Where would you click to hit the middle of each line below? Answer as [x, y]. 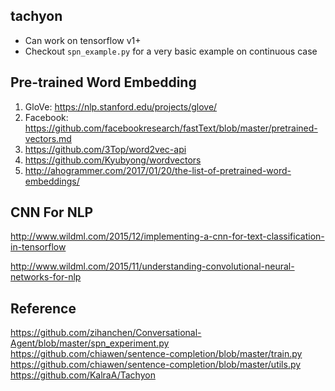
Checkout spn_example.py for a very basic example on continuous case [171, 51]
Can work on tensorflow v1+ [83, 40]
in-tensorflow [38, 247]
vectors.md [48, 138]
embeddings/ [52, 181]
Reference [43, 308]
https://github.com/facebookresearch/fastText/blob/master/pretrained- [171, 128]
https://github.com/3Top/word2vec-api [105, 149]
